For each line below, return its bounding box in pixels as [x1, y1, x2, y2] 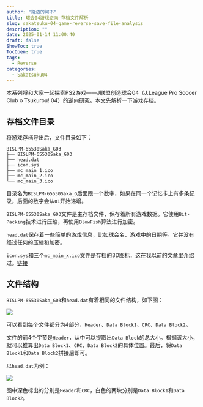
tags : [6, 54, 20, 61]
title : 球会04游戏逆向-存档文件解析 [6, 15, 89, 21]
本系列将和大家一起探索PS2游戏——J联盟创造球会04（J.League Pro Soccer [6, 89, 197, 97]
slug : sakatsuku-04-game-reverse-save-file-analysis [6, 20, 144, 26]
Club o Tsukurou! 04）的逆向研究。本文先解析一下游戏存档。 [6, 97, 160, 104]
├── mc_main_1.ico [6, 168, 53, 174]
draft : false [6, 37, 40, 43]
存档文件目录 [6, 116, 55, 127]
